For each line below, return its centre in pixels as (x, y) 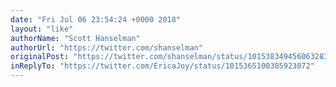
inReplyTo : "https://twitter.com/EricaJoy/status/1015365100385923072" (162, 66)
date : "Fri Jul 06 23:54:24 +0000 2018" (96, 19)
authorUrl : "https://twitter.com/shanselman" (106, 47)
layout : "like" (42, 29)
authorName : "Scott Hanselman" (75, 38)
